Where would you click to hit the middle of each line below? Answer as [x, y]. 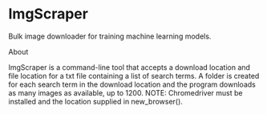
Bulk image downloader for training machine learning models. [110, 36]
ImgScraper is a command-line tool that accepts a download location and [129, 67]
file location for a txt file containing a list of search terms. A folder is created [134, 75]
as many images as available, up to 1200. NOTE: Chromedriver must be [125, 92]
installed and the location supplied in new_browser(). [95, 101]
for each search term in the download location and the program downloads [132, 84]
